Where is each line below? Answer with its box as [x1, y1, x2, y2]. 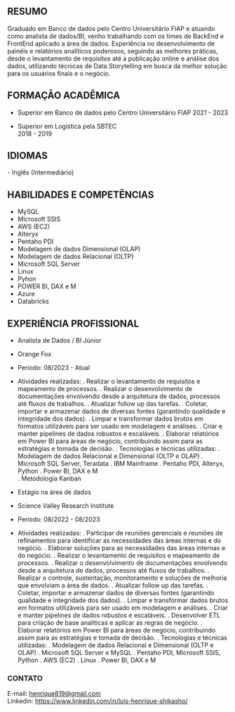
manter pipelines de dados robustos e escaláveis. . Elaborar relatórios [17, 429, 220, 438]
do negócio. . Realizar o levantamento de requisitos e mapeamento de [17, 552, 220, 560]
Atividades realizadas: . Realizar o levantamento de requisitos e [17, 377, 201, 386]
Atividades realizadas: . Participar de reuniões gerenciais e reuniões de [17, 529, 223, 538]
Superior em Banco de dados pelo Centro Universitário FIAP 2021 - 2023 [17, 108, 229, 117]
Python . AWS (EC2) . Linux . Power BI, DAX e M [17, 656, 156, 664]
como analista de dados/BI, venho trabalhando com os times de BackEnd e [7, 32, 224, 40]
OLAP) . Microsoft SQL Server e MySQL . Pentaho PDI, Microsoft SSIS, [17, 649, 221, 657]
